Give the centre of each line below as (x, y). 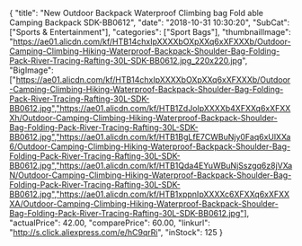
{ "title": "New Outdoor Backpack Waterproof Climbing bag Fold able (136, 13)
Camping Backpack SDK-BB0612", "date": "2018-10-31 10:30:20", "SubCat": (150, 22)
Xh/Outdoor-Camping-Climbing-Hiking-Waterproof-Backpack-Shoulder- (144, 118)
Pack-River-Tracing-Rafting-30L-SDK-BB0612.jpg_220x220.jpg (126, 61)
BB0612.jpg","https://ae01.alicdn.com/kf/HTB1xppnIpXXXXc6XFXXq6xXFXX (150, 194)
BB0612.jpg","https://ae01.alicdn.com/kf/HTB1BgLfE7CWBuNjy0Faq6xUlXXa (150, 137)
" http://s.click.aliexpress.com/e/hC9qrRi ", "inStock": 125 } (116, 232)
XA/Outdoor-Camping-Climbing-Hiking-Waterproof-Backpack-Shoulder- (144, 204)
